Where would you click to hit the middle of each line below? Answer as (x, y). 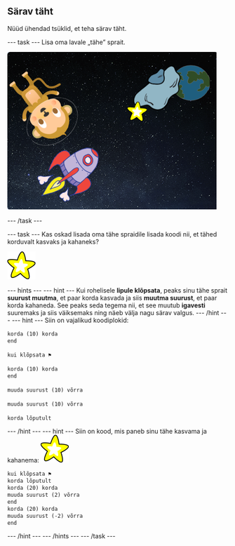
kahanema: (23, 460)
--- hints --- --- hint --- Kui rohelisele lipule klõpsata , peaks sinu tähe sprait (117, 290)
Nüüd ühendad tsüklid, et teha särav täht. (67, 28)
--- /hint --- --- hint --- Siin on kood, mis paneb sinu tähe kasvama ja (107, 431)
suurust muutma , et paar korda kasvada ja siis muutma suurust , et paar (112, 298)
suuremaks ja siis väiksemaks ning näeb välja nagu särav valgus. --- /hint (113, 312)
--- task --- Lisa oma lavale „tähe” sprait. (66, 42)
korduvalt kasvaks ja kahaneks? (53, 241)
